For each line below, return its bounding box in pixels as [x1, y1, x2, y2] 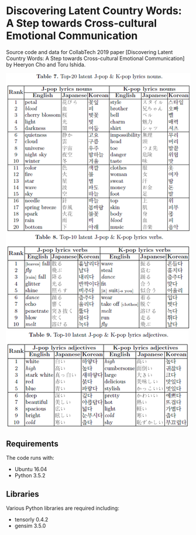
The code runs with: [6, 454, 54, 462]
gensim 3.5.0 [14, 522, 46, 530]
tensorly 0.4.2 [14, 516, 49, 523]
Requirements [6, 439, 59, 449]
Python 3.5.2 [14, 472, 46, 479]
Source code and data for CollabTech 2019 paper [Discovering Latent [6, 48, 173, 55]
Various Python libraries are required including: [6, 504, 120, 512]
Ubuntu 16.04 [14, 466, 47, 473]
